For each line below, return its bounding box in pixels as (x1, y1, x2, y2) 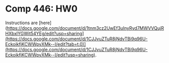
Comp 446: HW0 (5, 3, 78, 15)
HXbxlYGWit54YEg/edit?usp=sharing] (5, 30, 84, 36)
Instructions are (5, 20, 38, 26)
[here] (38, 20, 52, 26)
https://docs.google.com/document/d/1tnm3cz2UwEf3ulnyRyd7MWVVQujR (7, 25, 164, 31)
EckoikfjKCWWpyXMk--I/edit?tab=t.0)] (5, 41, 86, 47)
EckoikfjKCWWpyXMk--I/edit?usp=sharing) (5, 51, 96, 58)
